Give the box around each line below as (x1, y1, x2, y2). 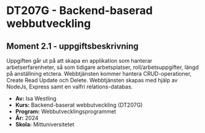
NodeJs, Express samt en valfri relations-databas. (6, 83, 133, 90)
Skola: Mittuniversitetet (15, 121, 75, 128)
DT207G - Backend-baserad (6, 4, 153, 18)
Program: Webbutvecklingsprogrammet (15, 108, 117, 115)
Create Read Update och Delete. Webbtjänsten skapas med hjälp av (6, 77, 178, 84)
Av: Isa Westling (15, 95, 57, 102)
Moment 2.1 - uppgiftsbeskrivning (6, 41, 139, 51)
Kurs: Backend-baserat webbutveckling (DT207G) (15, 101, 143, 109)
